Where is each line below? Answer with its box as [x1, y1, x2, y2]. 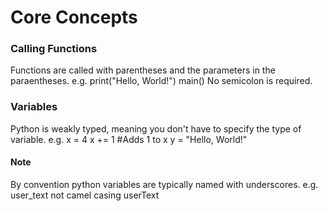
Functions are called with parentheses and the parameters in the [10, 64, 276, 76]
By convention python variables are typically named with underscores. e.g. [10, 178, 319, 190]
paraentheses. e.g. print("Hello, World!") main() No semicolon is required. [10, 75, 313, 87]
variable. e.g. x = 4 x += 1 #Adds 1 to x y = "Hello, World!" [10, 133, 248, 145]
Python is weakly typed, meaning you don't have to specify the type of [10, 122, 302, 135]
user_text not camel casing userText [10, 189, 160, 201]
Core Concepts [10, 6, 138, 29]
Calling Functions [10, 42, 98, 56]
